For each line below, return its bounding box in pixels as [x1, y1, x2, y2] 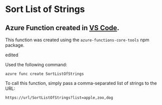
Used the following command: [5, 62, 67, 67]
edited [5, 52, 19, 58]
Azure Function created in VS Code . [5, 24, 119, 32]
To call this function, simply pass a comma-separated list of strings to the [5, 80, 157, 86]
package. [5, 42, 25, 48]
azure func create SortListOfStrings [5, 71, 84, 76]
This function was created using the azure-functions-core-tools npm [5, 37, 149, 43]
